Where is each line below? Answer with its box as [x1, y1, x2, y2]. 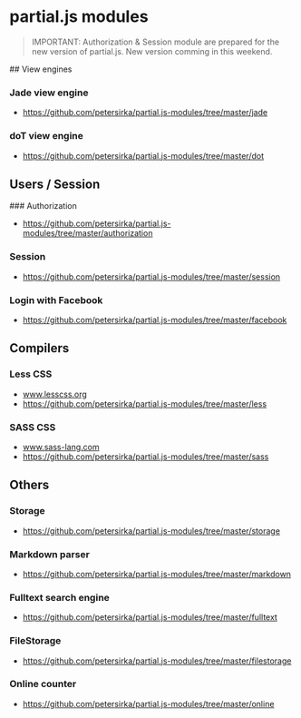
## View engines [9, 64, 73, 74]
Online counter [9, 678, 77, 691]
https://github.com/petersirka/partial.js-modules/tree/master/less [22, 398, 267, 409]
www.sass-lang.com [22, 441, 100, 452]
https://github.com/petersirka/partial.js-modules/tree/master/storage [22, 525, 281, 536]
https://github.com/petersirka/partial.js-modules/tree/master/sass [22, 451, 269, 462]
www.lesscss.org [22, 389, 88, 399]
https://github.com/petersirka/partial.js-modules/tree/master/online [22, 698, 275, 709]
